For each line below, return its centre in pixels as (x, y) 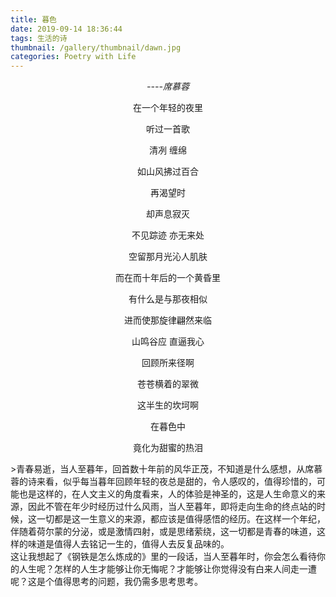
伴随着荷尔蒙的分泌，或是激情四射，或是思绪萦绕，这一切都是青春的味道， (163, 532)
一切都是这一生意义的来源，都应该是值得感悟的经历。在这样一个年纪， (181, 519)
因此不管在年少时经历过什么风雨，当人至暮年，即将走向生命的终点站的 (172, 507)
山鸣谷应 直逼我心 (168, 342)
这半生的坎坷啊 (168, 405)
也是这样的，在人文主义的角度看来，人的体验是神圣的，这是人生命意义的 (167, 494)
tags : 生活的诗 (39, 38)
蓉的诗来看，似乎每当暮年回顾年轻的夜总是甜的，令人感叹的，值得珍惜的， (163, 482)
